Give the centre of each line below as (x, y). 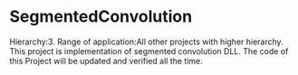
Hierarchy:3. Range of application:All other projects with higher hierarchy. (146, 42)
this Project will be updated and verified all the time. (106, 61)
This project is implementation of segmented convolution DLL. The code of (149, 51)
